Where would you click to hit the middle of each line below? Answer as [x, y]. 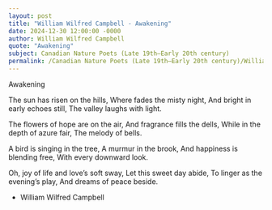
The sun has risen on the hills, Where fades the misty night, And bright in [130, 100]
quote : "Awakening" [41, 46]
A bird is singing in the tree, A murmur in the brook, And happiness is [123, 148]
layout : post [30, 16]
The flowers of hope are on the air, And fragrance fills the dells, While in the [135, 124]
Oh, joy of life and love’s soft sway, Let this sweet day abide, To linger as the [136, 173]
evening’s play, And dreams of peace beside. [83, 181]
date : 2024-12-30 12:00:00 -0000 [65, 31]
